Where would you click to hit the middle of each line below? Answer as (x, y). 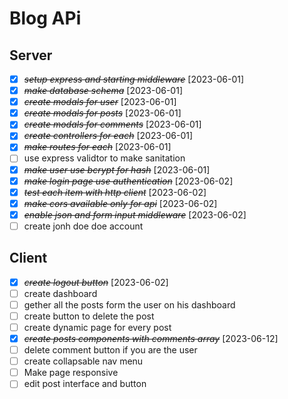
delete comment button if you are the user (110, 350)
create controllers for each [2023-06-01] (108, 136)
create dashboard (60, 293)
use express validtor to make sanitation (104, 158)
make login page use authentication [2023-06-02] (128, 181)
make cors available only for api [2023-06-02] (120, 203)
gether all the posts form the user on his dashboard (129, 304)
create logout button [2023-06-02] (96, 282)
